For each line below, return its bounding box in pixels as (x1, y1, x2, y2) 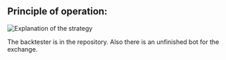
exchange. (7, 45, 38, 53)
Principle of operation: (7, 6, 108, 17)
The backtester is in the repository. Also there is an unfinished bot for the (7, 38, 220, 46)
